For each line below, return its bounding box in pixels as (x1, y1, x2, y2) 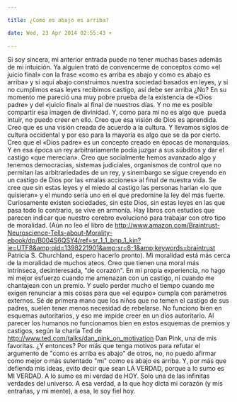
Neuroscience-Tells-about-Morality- (7, 228, 113, 238)
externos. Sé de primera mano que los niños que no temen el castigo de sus (7, 296, 230, 305)
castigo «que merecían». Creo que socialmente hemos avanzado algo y (7, 153, 216, 162)
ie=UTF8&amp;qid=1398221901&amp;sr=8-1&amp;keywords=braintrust (7, 244, 216, 252)
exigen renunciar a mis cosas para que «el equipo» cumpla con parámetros (7, 289, 228, 298)
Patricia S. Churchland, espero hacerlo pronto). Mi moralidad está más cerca (7, 251, 231, 259)
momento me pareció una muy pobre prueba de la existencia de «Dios (7, 93, 212, 101)
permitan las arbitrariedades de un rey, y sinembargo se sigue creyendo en (7, 168, 226, 177)
